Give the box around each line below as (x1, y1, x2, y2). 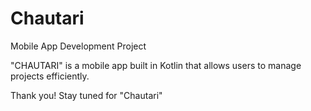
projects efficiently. (10, 70, 90, 82)
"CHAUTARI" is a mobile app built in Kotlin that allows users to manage (10, 59, 302, 71)
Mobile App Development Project (10, 40, 147, 52)
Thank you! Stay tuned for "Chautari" (10, 89, 163, 101)
